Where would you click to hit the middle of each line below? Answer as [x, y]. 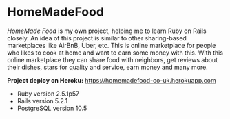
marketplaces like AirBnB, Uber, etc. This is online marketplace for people [112, 45]
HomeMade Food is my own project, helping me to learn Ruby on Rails [107, 31]
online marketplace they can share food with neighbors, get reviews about [113, 59]
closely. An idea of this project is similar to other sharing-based [97, 38]
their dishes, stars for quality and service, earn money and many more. [107, 67]
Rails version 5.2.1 [42, 101]
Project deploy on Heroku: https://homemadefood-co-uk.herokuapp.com [112, 80]
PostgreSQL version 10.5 [52, 108]
